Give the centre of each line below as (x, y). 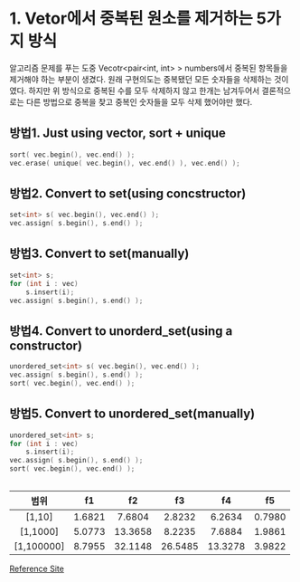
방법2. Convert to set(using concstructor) (128, 193)
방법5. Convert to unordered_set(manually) (132, 414)
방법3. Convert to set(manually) (99, 254)
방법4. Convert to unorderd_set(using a (121, 331)
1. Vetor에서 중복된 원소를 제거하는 (131, 19)
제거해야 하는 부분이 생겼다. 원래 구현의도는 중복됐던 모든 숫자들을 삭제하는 (141, 79)
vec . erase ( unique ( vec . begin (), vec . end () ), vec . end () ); (125, 163)
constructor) (46, 345)
